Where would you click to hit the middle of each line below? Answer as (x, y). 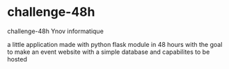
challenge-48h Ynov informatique (56, 31)
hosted (17, 59)
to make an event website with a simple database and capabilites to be (109, 52)
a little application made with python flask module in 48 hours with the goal (115, 44)
